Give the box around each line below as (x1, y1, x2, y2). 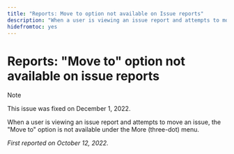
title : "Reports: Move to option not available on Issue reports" (7, 10, 204, 17)
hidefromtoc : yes (7, 23, 58, 30)
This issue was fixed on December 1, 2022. (7, 105, 131, 113)
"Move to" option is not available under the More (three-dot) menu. (7, 125, 200, 134)
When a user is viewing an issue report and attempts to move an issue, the (7, 118, 221, 126)
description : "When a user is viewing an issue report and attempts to (7, 17, 219, 24)
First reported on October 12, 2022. (7, 139, 109, 147)
